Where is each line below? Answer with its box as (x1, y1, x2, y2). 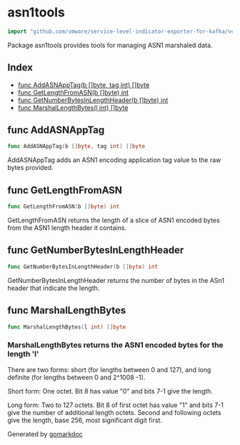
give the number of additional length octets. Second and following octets (7, 408, 221, 416)
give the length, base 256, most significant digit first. (7, 416, 163, 424)
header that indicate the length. (7, 284, 100, 292)
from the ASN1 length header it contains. (7, 224, 127, 232)
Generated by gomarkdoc (7, 429, 84, 438)
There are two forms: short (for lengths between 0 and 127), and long (7, 365, 211, 374)
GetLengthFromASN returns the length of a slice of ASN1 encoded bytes (7, 216, 220, 224)
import (7, 28, 27, 35)
